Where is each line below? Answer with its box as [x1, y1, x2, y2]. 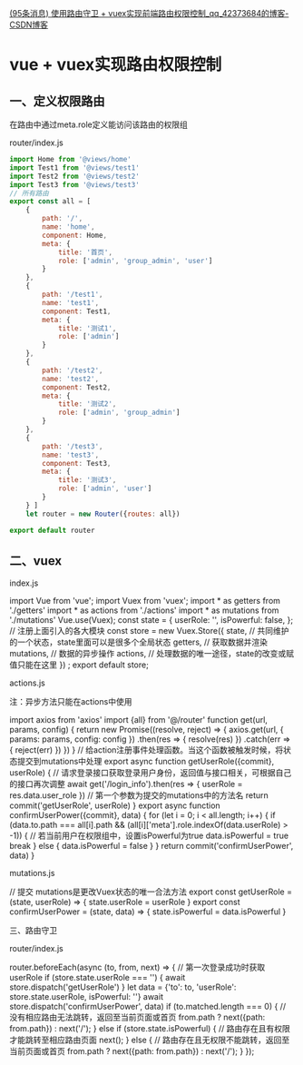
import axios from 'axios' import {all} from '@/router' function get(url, [9, 715, 268, 725]
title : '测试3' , [57, 476, 117, 485]
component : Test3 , [42, 459, 112, 468]
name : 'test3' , [42, 450, 100, 459]
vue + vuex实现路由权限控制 [9, 54, 222, 75]
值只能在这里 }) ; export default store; [9, 659, 150, 670]
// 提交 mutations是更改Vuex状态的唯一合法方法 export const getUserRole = [9, 886, 293, 897]
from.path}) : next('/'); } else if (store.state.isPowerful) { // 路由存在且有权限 [9, 1023, 290, 1034]
